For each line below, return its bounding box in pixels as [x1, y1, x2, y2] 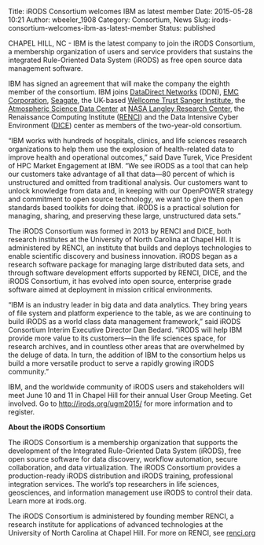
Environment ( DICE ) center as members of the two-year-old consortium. [8, 121, 242, 130]
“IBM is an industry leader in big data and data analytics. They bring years [8, 300, 247, 309]
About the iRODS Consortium [8, 422, 106, 432]
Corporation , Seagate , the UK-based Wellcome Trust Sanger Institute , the [8, 96, 246, 105]
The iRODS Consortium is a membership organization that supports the [8, 438, 238, 447]
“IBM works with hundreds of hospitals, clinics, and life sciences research [8, 136, 247, 145]
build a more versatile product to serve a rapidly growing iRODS [8, 359, 214, 368]
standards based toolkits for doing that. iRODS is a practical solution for [8, 203, 240, 212]
